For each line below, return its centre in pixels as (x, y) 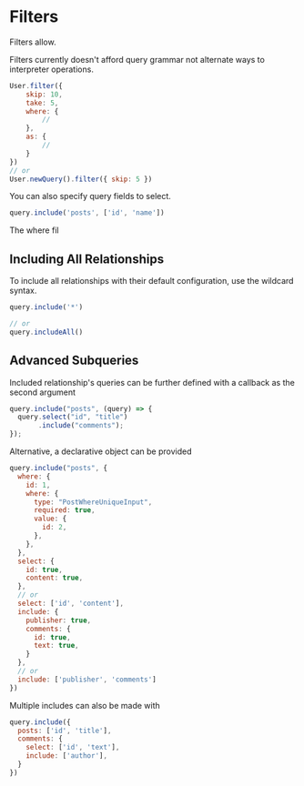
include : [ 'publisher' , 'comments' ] (87, 680)
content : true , (55, 578)
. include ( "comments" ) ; (81, 426)
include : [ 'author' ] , (66, 756)
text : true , (56, 646)
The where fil (34, 230)
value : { (50, 519)
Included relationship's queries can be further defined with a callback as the (152, 382)
